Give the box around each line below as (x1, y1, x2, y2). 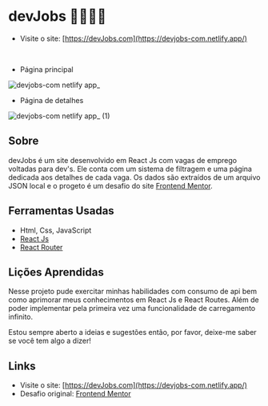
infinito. (8, 312, 34, 322)
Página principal (19, 64, 74, 74)
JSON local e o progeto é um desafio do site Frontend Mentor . (8, 181, 214, 190)
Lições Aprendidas (8, 265, 104, 279)
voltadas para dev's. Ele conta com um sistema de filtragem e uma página (8, 164, 252, 173)
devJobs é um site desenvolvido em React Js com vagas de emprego (8, 155, 238, 165)
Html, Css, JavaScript (19, 225, 92, 235)
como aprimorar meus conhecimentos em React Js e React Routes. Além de (8, 295, 259, 304)
